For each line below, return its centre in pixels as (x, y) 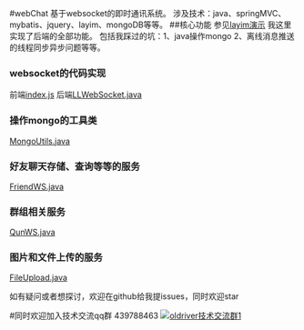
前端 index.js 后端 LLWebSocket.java (76, 95)
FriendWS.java (37, 186)
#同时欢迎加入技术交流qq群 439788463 (84, 315)
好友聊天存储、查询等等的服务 (75, 166)
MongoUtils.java (40, 141)
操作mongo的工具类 (53, 121)
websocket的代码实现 (58, 73)
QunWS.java (33, 232)
